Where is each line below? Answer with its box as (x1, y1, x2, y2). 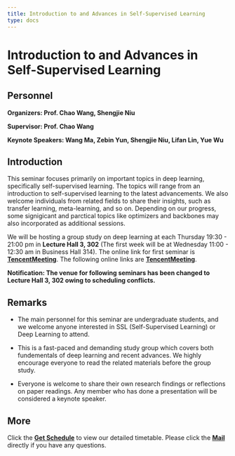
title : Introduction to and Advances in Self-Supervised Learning (7, 10, 206, 18)
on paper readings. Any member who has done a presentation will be (17, 387, 217, 396)
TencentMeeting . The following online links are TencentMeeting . (7, 255, 197, 264)
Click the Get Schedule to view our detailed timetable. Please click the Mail (7, 433, 225, 442)
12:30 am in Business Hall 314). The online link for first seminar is (7, 248, 195, 256)
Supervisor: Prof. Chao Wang (7, 122, 95, 130)
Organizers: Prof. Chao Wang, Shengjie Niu (7, 108, 135, 116)
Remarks (7, 296, 48, 309)
